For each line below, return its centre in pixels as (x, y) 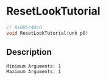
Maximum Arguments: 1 (34, 71)
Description (29, 52)
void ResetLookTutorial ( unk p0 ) (47, 33)
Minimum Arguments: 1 (34, 66)
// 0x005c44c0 (24, 27)
